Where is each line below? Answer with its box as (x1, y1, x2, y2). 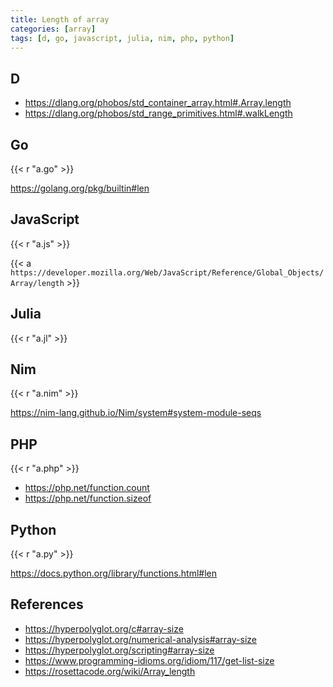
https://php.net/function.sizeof (24, 492, 152, 505)
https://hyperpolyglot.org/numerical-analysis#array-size (24, 633, 258, 645)
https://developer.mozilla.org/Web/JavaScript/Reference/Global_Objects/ (10, 267, 325, 278)
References (10, 596, 84, 613)
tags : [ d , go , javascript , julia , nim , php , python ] (10, 33, 235, 43)
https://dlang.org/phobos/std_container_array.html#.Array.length (24, 97, 292, 109)
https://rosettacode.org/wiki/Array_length (24, 665, 196, 677)
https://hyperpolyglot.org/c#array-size (24, 622, 184, 635)
